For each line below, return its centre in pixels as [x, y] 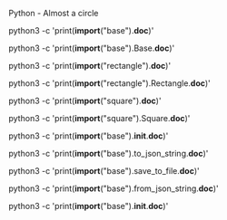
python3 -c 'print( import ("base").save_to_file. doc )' [104, 171]
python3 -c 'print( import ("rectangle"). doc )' [90, 66]
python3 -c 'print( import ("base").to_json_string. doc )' [109, 153]
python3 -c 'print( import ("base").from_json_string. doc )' [113, 188]
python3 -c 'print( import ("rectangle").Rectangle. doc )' [109, 83]
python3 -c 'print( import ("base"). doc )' [81, 30]
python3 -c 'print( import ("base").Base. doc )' [92, 48]
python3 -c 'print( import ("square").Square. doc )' [99, 118]
